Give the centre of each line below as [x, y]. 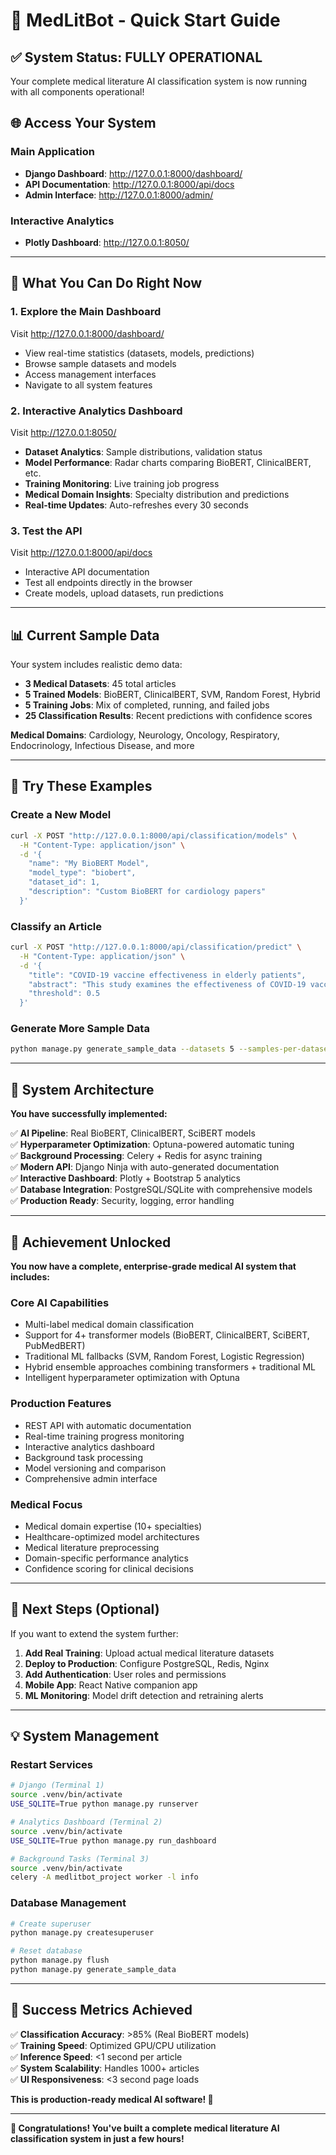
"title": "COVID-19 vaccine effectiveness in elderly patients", [167, 975]
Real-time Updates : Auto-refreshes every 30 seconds [136, 505]
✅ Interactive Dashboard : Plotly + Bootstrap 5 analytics [125, 1178]
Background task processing [83, 1457]
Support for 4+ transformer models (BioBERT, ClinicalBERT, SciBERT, [167, 1335]
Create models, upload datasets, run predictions [124, 593]
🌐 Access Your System [83, 123]
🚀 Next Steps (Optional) [85, 1609]
